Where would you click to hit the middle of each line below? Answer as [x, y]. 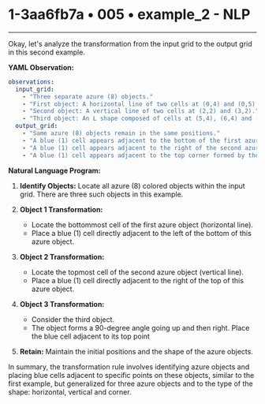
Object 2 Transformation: [62, 256]
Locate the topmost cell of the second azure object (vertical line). [138, 272]
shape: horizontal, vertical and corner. [70, 391]
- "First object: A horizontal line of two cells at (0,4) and [129, 104]
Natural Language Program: [54, 170]
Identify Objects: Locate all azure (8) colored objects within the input [132, 185]
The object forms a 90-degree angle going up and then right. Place [140, 327]
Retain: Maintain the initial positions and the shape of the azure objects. [136, 351]
